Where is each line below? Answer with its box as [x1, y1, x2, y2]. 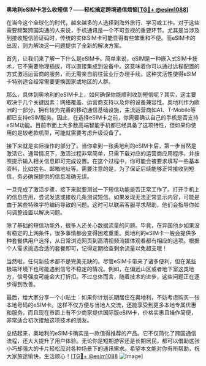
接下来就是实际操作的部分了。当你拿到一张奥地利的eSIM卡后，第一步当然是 [6, 142, 197, 149]
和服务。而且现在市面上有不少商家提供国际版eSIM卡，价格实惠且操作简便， [6, 309, 197, 316]
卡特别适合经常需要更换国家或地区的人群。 [6, 78, 114, 85]
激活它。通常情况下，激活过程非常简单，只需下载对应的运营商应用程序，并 [6, 150, 194, 157]
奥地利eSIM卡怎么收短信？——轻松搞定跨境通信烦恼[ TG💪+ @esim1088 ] [6, 6, 189, 13]
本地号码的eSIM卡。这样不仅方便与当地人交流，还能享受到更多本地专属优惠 [6, 301, 197, 308]
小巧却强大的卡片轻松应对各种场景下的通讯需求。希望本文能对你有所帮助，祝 [6, 345, 200, 352]
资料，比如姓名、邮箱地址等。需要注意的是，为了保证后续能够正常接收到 [6, 165, 189, 172]
